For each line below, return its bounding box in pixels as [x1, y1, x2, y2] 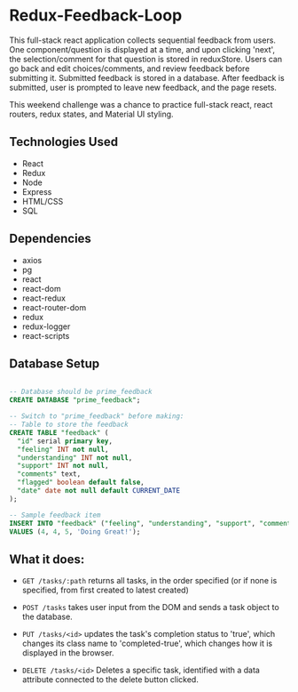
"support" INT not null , [17, 462, 109, 471]
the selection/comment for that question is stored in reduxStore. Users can [9, 53, 282, 64]
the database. [21, 611, 73, 623]
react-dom [21, 283, 61, 294]
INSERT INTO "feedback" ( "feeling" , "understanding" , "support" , [9, 519, 255, 527]
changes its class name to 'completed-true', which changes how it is [21, 638, 273, 649]
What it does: [9, 551, 85, 567]
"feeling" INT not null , [17, 445, 109, 454]
